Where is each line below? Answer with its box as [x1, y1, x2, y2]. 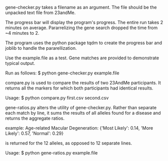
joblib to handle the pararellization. [5, 45, 77, 51]
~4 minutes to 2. [5, 30, 39, 36]
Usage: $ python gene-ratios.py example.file [5, 150, 98, 155]
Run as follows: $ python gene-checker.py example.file [5, 70, 120, 76]
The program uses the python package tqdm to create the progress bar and [5, 40, 162, 46]
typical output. [5, 60, 35, 66]
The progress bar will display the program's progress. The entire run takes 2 [5, 20, 163, 25]
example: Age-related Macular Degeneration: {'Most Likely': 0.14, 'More [5, 125, 153, 131]
